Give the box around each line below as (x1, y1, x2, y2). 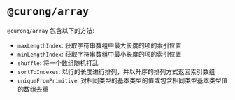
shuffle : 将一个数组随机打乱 (17, 58, 99, 67)
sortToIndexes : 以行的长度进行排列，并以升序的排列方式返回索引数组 (17, 67, 215, 76)
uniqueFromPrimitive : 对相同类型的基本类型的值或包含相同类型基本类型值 (17, 76, 228, 85)
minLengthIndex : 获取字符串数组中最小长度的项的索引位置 (17, 50, 182, 58)
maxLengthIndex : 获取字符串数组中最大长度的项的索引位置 (17, 41, 182, 50)
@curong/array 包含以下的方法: (7, 26, 95, 34)
